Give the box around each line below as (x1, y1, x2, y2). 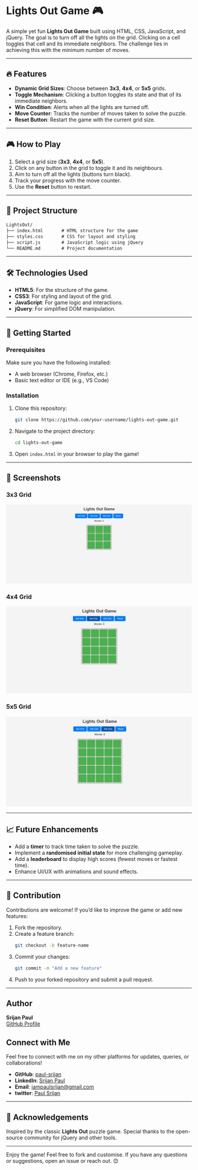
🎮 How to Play (6, 139, 61, 150)
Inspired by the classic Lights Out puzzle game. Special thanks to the (6, 1128, 175, 1135)
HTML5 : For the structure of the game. (14, 287, 109, 294)
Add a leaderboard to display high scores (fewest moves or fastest (14, 855, 178, 862)
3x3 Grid (6, 491, 32, 499)
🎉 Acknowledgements (6, 1112, 89, 1122)
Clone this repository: (14, 405, 67, 412)
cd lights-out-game (14, 440, 63, 446)
